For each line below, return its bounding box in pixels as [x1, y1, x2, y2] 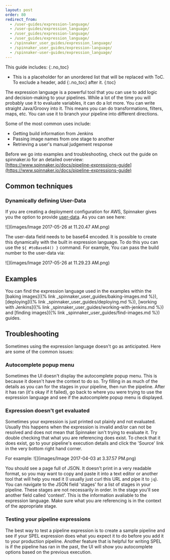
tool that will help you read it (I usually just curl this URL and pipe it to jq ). [5, 476, 158, 482]
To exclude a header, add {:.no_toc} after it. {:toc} [12, 79, 116, 85]
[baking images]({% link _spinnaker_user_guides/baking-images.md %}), [5, 293, 158, 299]
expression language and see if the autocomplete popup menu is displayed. [5, 394, 164, 400]
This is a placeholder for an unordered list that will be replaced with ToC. [12, 74, 165, 80]
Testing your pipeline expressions [5, 516, 91, 523]
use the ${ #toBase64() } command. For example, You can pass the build [5, 244, 159, 251]
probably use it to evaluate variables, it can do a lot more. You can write [5, 100, 155, 106]
